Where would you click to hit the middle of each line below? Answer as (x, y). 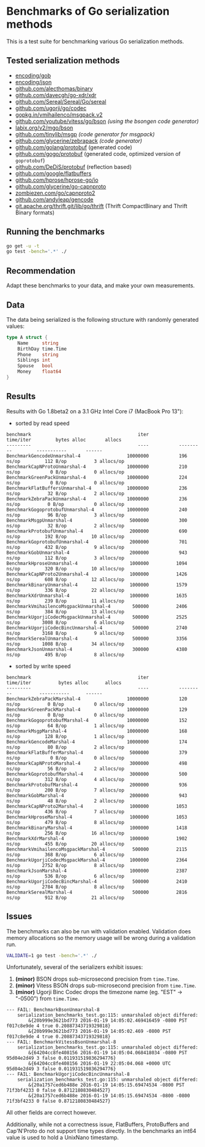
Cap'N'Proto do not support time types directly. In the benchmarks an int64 (102, 1131)
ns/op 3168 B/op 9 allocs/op (65, 633)
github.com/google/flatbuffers (53, 173)
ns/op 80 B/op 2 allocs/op (65, 747)
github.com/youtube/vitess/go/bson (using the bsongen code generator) (107, 121)
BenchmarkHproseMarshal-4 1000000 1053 (97, 817)
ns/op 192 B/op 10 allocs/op (65, 536)
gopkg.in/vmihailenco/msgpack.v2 (59, 114)
